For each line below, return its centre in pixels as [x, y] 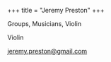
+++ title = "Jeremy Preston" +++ [56, 10]
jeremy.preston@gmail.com [47, 51]
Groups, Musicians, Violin [45, 24]
